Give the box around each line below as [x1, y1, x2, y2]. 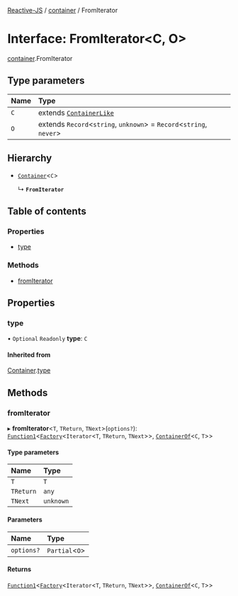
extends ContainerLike [38, 108, 115, 118]
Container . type [7, 366, 51, 375]
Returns [7, 565, 32, 573]
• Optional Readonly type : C [7, 334, 88, 343]
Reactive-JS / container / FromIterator [7, 6, 118, 14]
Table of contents [7, 205, 86, 217]
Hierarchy [7, 152, 52, 164]
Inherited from [7, 350, 51, 359]
